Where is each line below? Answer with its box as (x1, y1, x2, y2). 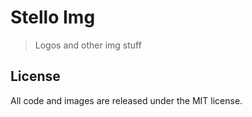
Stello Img (10, 6, 96, 29)
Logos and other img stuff (34, 39, 142, 51)
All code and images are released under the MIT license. (10, 94, 243, 106)
